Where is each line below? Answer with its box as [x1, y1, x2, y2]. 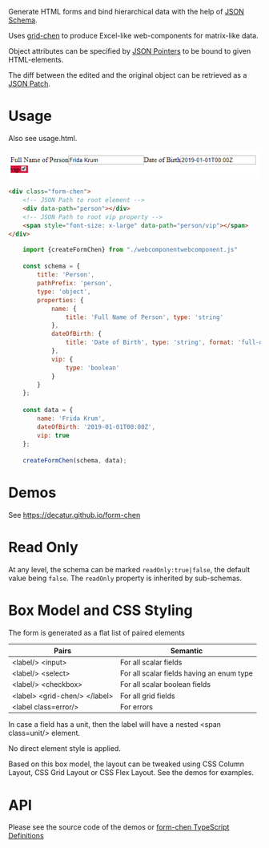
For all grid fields [119, 691, 175, 701]
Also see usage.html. [8, 133, 78, 143]
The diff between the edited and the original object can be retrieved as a [8, 71, 247, 79]
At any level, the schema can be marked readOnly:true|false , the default [8, 565, 251, 575]
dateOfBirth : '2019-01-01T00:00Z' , [37, 422, 156, 431]
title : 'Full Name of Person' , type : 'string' [65, 313, 224, 321]
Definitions [8, 831, 44, 841]
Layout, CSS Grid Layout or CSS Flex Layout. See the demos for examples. [8, 768, 255, 777]
